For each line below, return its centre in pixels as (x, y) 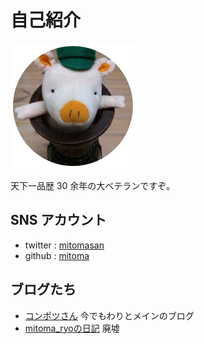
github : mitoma (57, 255)
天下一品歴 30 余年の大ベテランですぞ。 (93, 185)
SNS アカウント (58, 220)
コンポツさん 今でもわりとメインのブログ (109, 315)
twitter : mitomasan (64, 245)
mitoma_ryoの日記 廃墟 (72, 328)
